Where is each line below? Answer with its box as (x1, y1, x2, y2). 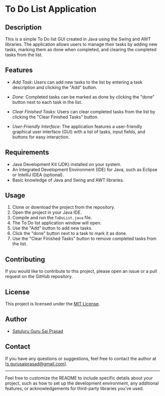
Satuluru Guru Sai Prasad (12, 328, 63, 334)
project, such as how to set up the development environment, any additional (5, 380, 159, 386)
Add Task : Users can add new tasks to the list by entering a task (12, 79, 142, 85)
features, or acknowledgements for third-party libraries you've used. (5, 385, 144, 391)
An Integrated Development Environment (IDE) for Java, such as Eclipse (12, 166, 158, 172)
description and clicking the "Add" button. (12, 84, 97, 90)
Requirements (5, 148, 49, 157)
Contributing (5, 255, 45, 264)
